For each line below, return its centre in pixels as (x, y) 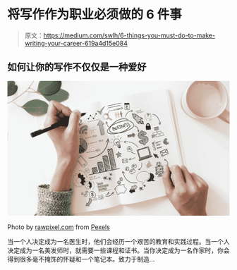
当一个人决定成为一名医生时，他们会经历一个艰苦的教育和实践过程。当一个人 (119, 242)
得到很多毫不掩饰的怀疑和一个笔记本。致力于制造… (81, 259)
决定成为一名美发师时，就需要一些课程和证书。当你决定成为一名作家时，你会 (119, 250)
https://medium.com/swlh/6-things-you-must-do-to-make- (129, 35)
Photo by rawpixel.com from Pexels (59, 227)
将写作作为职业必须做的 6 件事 (95, 14)
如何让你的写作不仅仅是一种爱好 (77, 67)
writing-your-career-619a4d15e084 (76, 43)
